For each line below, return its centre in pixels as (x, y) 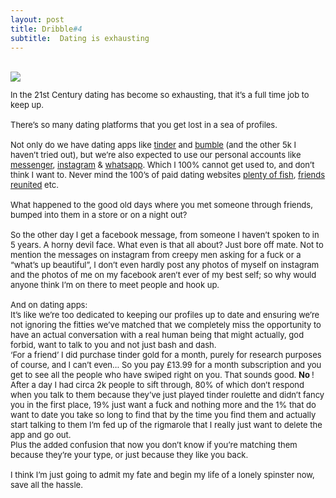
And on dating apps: (49, 305)
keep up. (27, 105)
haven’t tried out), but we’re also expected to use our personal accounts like (156, 155)
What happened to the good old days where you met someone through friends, (161, 205)
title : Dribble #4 (46, 29)
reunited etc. (34, 185)
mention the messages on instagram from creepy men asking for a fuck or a (156, 255)
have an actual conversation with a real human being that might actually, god (157, 335)
